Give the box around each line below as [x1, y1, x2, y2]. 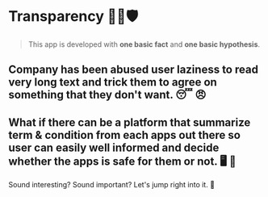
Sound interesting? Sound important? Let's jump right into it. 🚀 [8, 180, 216, 190]
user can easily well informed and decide [8, 140, 220, 154]
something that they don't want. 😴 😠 [8, 88, 207, 102]
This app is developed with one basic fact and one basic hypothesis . [27, 39, 261, 49]
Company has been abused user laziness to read [8, 63, 258, 77]
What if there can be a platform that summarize [8, 115, 251, 129]
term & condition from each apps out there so [8, 128, 241, 142]
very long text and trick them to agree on [8, 75, 218, 90]
